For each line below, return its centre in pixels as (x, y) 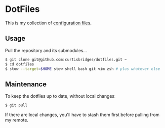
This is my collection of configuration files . (48, 23)
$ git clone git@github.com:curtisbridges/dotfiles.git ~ (66, 60)
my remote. (17, 120)
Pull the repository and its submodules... (46, 50)
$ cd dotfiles (20, 64)
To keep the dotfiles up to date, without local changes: (61, 96)
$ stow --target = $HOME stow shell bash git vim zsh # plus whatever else (83, 69)
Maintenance (26, 84)
